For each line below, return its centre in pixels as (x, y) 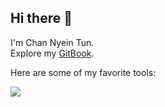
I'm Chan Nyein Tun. (52, 42)
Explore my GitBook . (52, 53)
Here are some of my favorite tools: (83, 72)
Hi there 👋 (41, 18)
